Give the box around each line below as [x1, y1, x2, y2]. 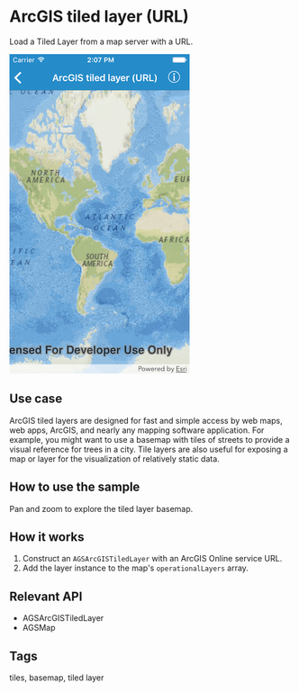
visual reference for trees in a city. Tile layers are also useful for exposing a [9, 444, 288, 454]
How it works [9, 529, 85, 544]
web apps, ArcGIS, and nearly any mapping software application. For [9, 425, 265, 436]
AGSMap [22, 623, 56, 634]
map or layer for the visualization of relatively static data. [9, 453, 221, 464]
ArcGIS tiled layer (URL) [9, 6, 189, 27]
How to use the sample [9, 480, 140, 495]
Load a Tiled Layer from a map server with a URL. [9, 36, 194, 47]
